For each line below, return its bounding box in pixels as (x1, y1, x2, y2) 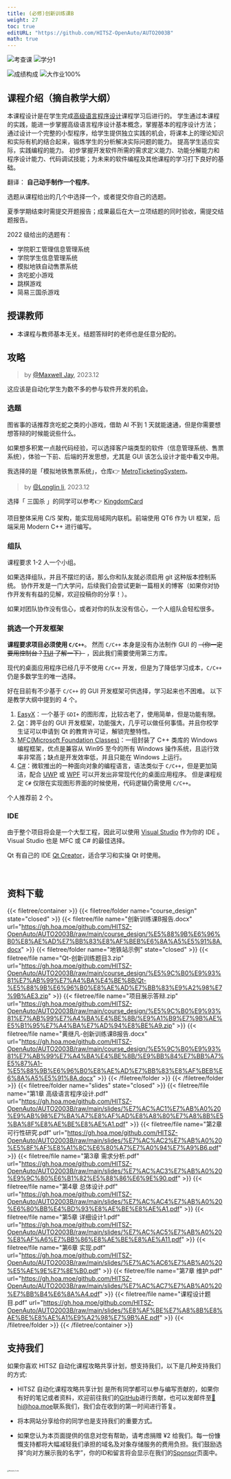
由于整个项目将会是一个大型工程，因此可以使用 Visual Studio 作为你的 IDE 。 (7, 827, 223, 836)
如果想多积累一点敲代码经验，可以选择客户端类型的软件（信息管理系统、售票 (7, 443, 224, 451)
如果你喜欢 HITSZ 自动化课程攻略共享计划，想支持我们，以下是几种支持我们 (7, 1362, 221, 1370)
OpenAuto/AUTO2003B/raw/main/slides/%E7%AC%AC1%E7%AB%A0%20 (7, 1104, 221, 1112)
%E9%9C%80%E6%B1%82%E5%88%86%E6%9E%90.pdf (7, 1174, 178, 1182)
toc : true (7, 23, 36, 30)
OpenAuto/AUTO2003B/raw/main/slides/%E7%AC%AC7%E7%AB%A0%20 (7, 1281, 222, 1290)
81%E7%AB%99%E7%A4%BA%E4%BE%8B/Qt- (7, 976, 146, 984)
